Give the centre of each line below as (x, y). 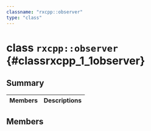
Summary (25, 83)
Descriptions (63, 100)
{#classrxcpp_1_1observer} (76, 61)
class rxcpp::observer (62, 48)
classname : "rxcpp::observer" (45, 12)
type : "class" (24, 18)
